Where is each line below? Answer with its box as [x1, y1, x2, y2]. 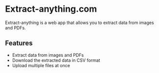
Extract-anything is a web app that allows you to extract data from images [5, 20, 154, 25]
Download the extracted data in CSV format [12, 57, 100, 63]
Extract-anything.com [5, 3, 97, 15]
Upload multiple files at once [12, 62, 70, 68]
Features [5, 39, 33, 48]
